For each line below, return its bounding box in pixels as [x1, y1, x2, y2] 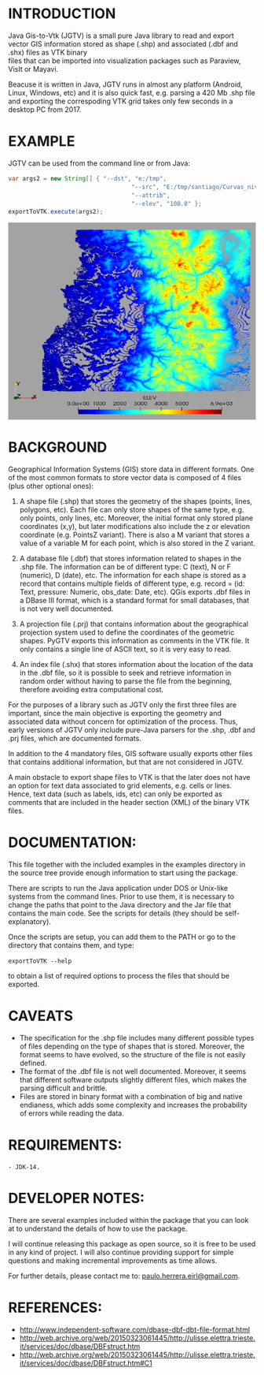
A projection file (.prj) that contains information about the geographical [19, 620, 249, 629]
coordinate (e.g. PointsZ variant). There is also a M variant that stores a [19, 530, 250, 540]
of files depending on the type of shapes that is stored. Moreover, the [19, 1041, 245, 1051]
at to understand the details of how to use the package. [8, 1224, 188, 1233]
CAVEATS [8, 1007, 73, 1025]
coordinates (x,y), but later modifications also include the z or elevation [19, 522, 250, 531]
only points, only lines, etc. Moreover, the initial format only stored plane [19, 513, 254, 523]
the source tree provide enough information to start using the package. [8, 868, 238, 878]
